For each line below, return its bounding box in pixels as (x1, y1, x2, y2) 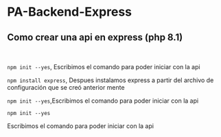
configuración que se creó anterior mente (7, 84, 125, 91)
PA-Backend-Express (7, 4, 132, 20)
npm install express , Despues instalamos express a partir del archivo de (7, 76, 214, 84)
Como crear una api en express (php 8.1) (7, 32, 183, 43)
